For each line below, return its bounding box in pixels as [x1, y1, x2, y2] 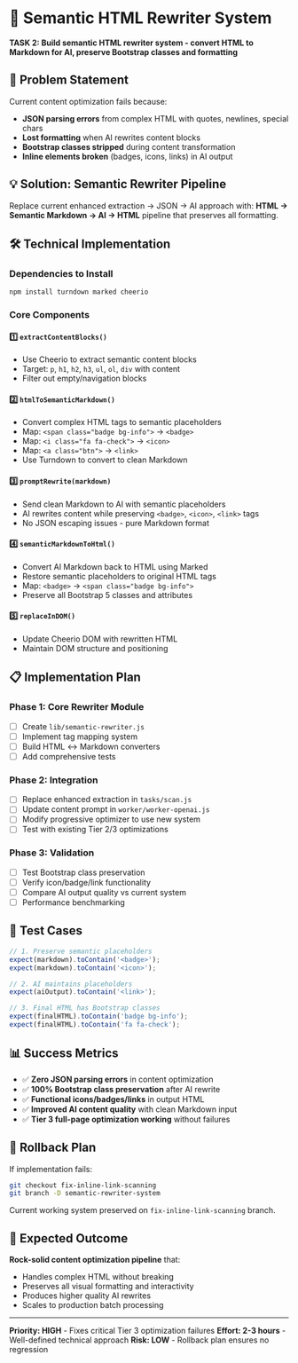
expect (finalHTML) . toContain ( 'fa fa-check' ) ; [9, 1020, 180, 1029]
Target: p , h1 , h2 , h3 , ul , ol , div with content [21, 364, 180, 374]
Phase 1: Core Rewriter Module [9, 701, 145, 713]
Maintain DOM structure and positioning [21, 643, 169, 654]
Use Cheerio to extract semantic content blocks [21, 354, 197, 365]
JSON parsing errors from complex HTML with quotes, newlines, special [21, 113, 289, 123]
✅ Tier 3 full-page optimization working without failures [21, 1114, 231, 1124]
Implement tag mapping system [21, 731, 138, 742]
